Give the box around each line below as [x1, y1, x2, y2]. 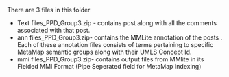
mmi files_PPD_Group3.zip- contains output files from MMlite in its [16, 55, 204, 63]
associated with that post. [16, 27, 91, 34]
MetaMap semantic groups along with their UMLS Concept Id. [16, 48, 192, 56]
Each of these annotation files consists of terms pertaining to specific [16, 41, 214, 48]
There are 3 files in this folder [7, 6, 91, 14]
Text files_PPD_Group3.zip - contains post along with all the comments [16, 19, 217, 27]
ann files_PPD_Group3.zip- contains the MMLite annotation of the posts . [16, 33, 223, 42]
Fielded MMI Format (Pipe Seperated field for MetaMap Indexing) [16, 63, 202, 70]
